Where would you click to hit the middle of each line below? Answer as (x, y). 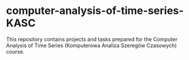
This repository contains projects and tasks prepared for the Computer (92, 39)
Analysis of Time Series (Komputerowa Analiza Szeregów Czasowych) (92, 45)
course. (15, 51)
